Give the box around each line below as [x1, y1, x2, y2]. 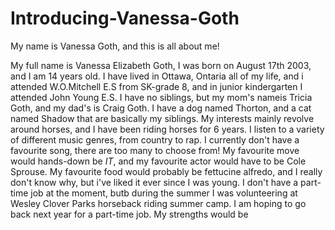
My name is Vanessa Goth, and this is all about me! [10, 40, 220, 52]
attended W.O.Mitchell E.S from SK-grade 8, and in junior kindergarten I [10, 80, 303, 92]
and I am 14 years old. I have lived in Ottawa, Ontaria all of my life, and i [10, 70, 304, 82]
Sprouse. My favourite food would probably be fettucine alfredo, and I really [10, 165, 323, 177]
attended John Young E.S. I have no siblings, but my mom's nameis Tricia [10, 91, 313, 103]
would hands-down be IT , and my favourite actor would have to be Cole [10, 155, 307, 167]
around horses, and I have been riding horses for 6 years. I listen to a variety [10, 123, 325, 135]
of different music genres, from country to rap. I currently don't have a [10, 133, 300, 146]
